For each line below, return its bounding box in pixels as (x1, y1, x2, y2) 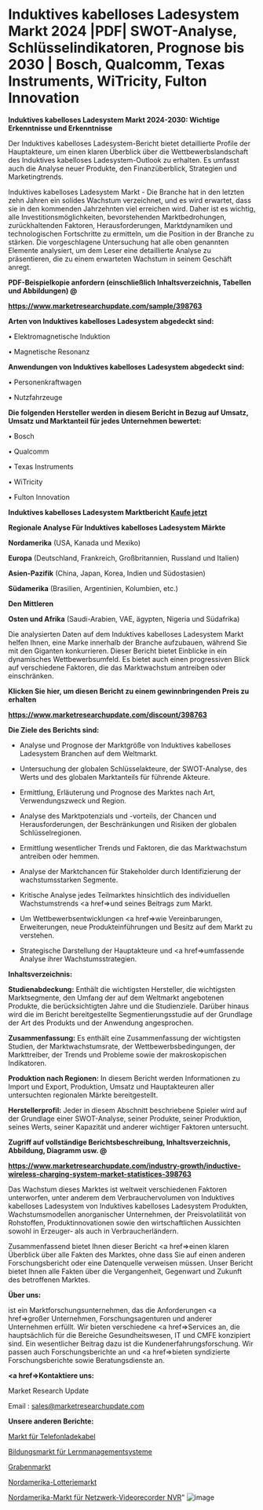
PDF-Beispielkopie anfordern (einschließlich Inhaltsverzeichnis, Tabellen (8, 277, 252, 287)
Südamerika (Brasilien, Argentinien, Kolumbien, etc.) (8, 583, 179, 593)
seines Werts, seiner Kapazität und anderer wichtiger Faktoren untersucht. (8, 1122, 249, 1131)
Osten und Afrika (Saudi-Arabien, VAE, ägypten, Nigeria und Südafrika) (8, 614, 240, 623)
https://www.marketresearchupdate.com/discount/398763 (8, 710, 208, 719)
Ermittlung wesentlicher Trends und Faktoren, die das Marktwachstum (19, 843, 247, 852)
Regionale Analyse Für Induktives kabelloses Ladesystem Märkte (8, 523, 226, 532)
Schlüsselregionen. (19, 828, 82, 837)
